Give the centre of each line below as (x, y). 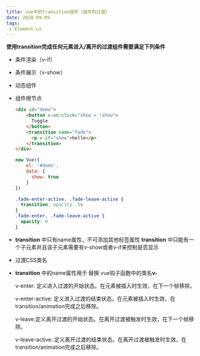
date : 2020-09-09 (28, 18)
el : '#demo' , (43, 166)
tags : (13, 23)
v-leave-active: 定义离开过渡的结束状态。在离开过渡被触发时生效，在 (101, 339)
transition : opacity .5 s (52, 205)
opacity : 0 (34, 222)
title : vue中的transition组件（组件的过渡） (58, 12)
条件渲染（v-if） (35, 60)
